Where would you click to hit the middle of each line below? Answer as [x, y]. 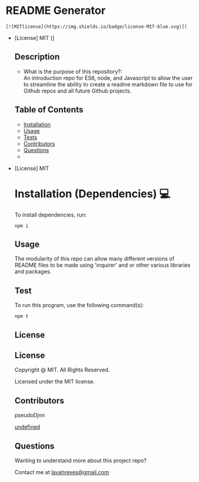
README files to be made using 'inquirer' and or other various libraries [103, 265]
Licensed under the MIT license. [54, 382]
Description [37, 57]
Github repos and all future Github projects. [77, 91]
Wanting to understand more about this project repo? [80, 460]
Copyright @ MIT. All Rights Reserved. [62, 370]
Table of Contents [49, 110]
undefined [27, 427]
